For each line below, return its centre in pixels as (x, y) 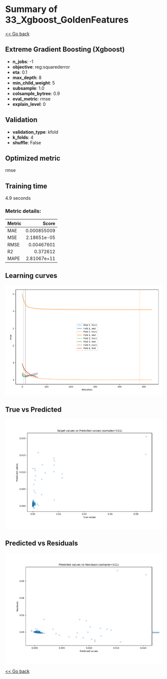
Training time (26, 186)
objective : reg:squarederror (41, 67)
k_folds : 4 (23, 137)
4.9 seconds (18, 198)
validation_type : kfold (35, 132)
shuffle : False (27, 142)
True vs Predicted (33, 409)
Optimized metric (33, 158)
